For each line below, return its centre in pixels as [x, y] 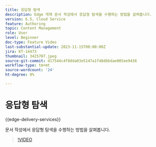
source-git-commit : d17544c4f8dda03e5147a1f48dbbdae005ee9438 [71, 61]
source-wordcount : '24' [30, 70]
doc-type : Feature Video [31, 42]
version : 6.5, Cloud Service [35, 19]
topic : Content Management [33, 28]
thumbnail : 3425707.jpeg [31, 56]
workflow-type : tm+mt [28, 65]
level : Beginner [22, 38]
